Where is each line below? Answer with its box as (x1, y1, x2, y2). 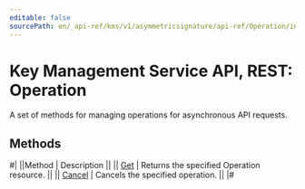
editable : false (9, 13, 71, 23)
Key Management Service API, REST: (9, 61, 293, 81)
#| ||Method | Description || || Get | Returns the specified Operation (9, 160, 261, 171)
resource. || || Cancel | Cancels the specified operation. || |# (9, 169, 234, 181)
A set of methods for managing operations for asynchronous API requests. (9, 109, 288, 120)
